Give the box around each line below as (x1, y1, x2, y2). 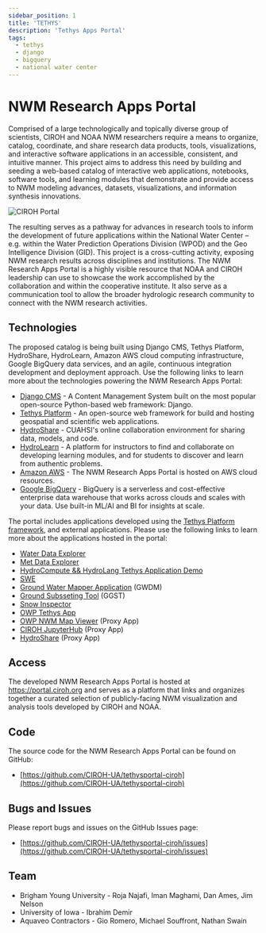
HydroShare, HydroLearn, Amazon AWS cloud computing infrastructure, (8, 350, 245, 360)
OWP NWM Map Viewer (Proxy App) (19, 616, 140, 626)
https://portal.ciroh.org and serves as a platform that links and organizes (8, 685, 245, 695)
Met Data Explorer (19, 557, 79, 566)
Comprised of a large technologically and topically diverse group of (8, 124, 229, 133)
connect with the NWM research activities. (8, 298, 148, 307)
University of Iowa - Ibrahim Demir (19, 907, 133, 917)
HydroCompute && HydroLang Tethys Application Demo (19, 565, 203, 575)
